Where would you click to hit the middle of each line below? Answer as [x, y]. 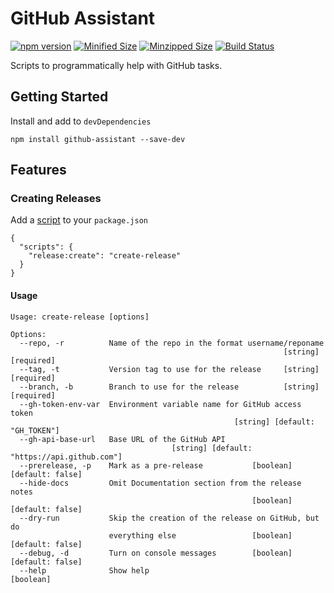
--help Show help [84, 570]
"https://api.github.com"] [66, 457]
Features [38, 170]
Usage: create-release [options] [80, 317]
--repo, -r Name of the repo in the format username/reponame [172, 343]
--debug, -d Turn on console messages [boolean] [156, 553]
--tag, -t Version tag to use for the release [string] [169, 369]
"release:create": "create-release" [105, 256]
